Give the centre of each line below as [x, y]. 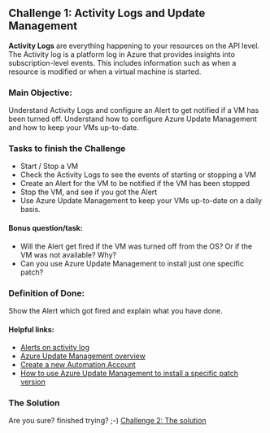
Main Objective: [41, 93]
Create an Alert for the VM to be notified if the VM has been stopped [135, 184]
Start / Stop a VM [49, 167]
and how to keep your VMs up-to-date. [74, 128]
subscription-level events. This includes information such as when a [122, 63]
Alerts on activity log [54, 348]
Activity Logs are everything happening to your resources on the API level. [134, 45]
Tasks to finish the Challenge [67, 149]
